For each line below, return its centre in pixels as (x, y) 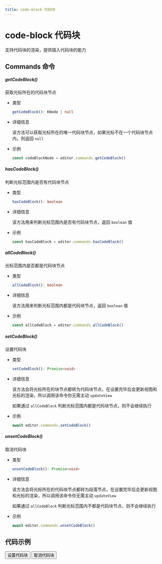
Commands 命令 (30, 66)
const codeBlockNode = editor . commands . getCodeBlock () (69, 158)
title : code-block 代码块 (30, 10)
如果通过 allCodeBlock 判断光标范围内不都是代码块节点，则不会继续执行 (84, 506)
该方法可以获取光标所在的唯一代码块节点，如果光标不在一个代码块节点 (82, 132)
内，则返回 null (28, 138)
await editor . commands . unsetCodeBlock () (54, 525)
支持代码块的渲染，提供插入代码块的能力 (45, 50)
